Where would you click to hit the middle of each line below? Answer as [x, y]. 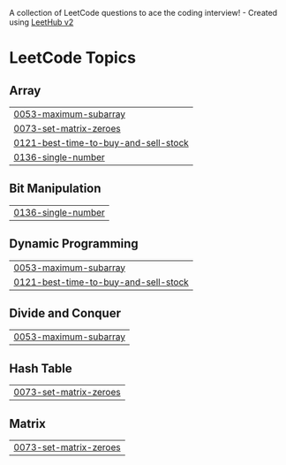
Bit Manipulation [55, 189]
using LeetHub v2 [41, 22]
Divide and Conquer [65, 313]
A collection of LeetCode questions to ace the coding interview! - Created [143, 13]
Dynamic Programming [74, 244]
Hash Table [41, 368]
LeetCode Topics [73, 58]
